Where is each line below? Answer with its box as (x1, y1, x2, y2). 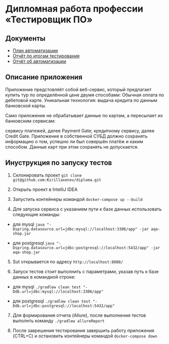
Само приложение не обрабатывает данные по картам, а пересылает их (5, 112, 163, 118)
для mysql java (12, 221, 45, 227)
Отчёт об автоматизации (12, 58, 67, 64)
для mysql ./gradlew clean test (12, 284, 81, 290)
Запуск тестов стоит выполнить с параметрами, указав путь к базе (12, 268, 159, 274)
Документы (5, 34, 46, 43)
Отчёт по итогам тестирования (12, 53, 80, 59)
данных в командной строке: (12, 273, 76, 280)
